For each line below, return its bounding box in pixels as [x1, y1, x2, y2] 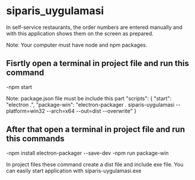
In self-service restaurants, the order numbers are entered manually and [6, 24, 183, 31]
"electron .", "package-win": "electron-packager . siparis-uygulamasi [6, 101, 175, 108]
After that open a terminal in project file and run [6, 125, 186, 135]
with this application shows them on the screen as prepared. [6, 30, 154, 37]
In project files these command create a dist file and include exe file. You [6, 161, 184, 168]
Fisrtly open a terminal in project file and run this [6, 58, 190, 68]
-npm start [6, 83, 33, 90]
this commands [6, 134, 65, 144]
